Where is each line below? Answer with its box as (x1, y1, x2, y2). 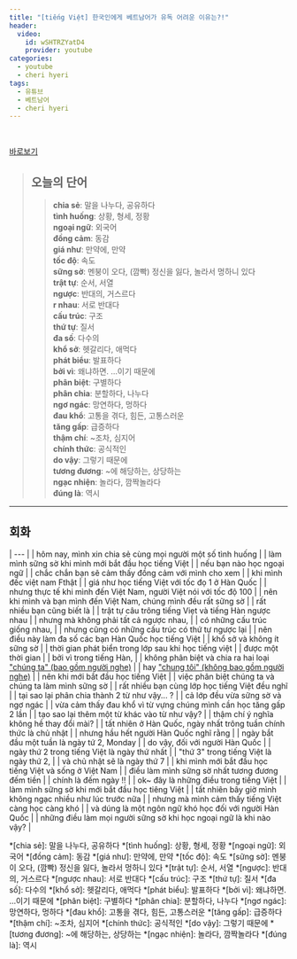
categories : (9, 54, 53, 63)
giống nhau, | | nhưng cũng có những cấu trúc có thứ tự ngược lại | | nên (9, 624, 272, 635)
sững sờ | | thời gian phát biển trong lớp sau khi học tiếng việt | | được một (9, 643, 278, 653)
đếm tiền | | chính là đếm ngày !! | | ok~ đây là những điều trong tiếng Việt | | (9, 775, 287, 785)
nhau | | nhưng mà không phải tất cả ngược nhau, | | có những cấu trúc (9, 614, 267, 625)
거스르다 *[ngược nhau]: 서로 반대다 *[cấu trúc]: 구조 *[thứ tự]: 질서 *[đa (20, 873, 277, 884)
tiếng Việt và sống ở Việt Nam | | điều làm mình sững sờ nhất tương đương (9, 765, 278, 776)
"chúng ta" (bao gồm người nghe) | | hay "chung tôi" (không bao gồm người (9, 661, 285, 672)
